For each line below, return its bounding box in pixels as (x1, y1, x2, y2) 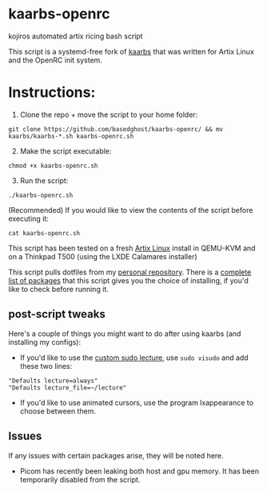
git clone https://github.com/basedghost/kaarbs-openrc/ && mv (8, 125, 224, 133)
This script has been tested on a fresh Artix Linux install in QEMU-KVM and (8, 243, 256, 253)
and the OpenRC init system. (8, 55, 102, 65)
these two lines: (19, 361, 73, 370)
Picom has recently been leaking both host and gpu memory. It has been (19, 466, 260, 476)
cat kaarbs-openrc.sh (8, 229, 81, 237)
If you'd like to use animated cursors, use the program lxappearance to (19, 398, 254, 407)
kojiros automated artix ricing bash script (8, 31, 143, 41)
